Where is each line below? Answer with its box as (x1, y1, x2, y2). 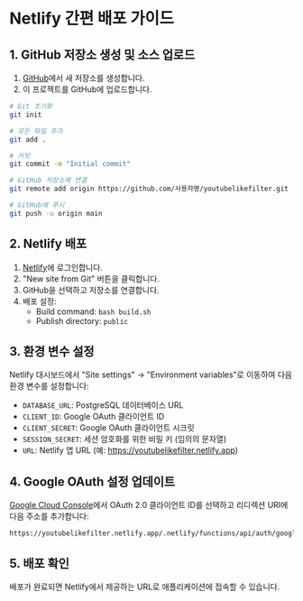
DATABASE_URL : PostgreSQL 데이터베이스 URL (22, 400, 184, 411)
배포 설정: (22, 295, 57, 307)
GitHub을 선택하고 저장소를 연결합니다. (22, 284, 160, 295)
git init (9, 110, 42, 119)
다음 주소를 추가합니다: (9, 511, 89, 522)
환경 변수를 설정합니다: (9, 381, 89, 392)
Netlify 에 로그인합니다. (22, 262, 104, 273)
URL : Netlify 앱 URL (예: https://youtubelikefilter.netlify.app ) (22, 445, 239, 456)
